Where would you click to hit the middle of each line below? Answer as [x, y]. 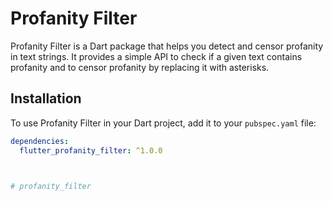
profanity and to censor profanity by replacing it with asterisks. [140, 67]
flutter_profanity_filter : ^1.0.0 [91, 150]
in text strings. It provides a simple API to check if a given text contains [156, 56]
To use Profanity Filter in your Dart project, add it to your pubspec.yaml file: [163, 123]
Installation [46, 98]
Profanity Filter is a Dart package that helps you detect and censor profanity [167, 46]
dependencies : [40, 141]
